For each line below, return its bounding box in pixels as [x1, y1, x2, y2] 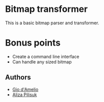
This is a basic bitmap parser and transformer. [5, 20, 100, 26]
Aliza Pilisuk [12, 92, 37, 98]
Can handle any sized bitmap [12, 58, 72, 65]
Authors [5, 73, 31, 82]
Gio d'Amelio [12, 86, 39, 92]
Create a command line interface [12, 53, 80, 59]
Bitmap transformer [5, 3, 88, 15]
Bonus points [5, 37, 61, 49]
